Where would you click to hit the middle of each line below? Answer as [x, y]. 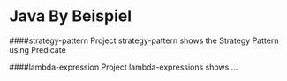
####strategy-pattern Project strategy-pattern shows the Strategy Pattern [144, 40]
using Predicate [38, 49]
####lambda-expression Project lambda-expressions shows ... [124, 67]
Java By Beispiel [71, 16]
